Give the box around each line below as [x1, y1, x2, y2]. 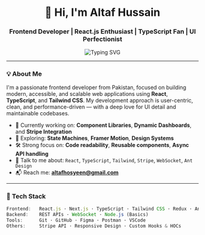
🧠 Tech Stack [6, 192, 46, 200]
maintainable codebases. [6, 109, 70, 117]
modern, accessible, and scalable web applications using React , [6, 90, 168, 97]
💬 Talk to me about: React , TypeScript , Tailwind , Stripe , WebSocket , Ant [15, 156, 193, 164]
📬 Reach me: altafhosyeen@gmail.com [15, 168, 119, 176]
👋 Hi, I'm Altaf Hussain [45, 5, 160, 20]
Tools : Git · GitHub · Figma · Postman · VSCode [6, 217, 146, 223]
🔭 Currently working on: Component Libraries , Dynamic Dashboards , [15, 121, 192, 129]
